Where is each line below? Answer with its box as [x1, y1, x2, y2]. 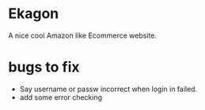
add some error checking [19, 92, 103, 102]
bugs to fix [8, 58, 81, 76]
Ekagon [8, 5, 59, 23]
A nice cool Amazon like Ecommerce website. [8, 31, 157, 40]
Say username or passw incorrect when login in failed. [19, 84, 198, 93]
